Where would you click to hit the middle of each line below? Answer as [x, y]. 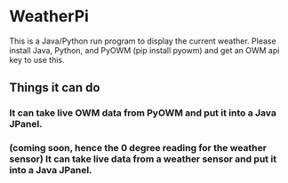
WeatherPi [49, 16]
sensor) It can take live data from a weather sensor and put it [143, 159]
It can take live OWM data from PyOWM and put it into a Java [143, 113]
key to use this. [37, 60]
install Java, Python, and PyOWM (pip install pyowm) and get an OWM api [144, 50]
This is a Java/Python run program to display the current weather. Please [143, 41]
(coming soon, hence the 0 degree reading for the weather [138, 148]
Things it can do [55, 88]
